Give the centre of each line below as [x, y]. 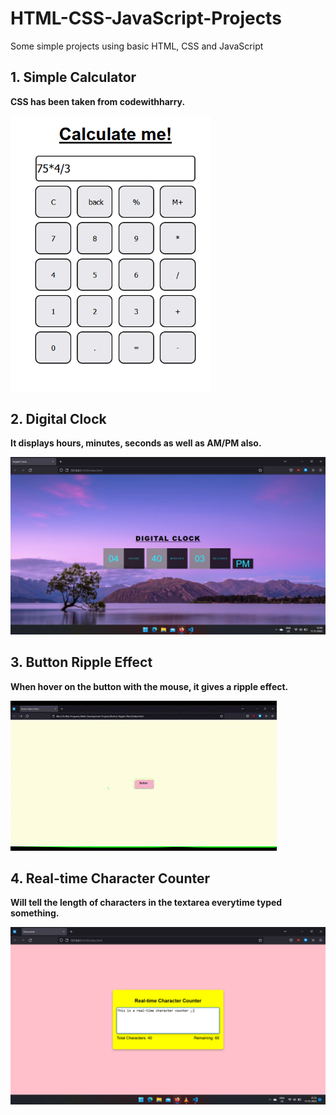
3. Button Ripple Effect [81, 662]
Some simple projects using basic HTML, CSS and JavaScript [137, 46]
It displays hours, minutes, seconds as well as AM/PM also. [136, 443]
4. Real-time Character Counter [110, 878]
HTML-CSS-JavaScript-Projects [146, 18]
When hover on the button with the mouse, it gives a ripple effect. [149, 686]
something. [35, 913]
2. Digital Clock [58, 418]
